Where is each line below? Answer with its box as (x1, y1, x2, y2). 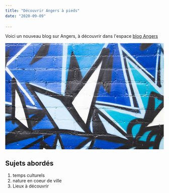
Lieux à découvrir (12, 183, 49, 189)
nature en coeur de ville (12, 178, 62, 184)
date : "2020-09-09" (5, 13, 46, 19)
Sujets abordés (5, 159, 54, 167)
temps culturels (12, 172, 45, 178)
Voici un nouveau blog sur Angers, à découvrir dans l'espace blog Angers (5, 33, 158, 39)
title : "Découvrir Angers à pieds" (5, 8, 80, 13)
